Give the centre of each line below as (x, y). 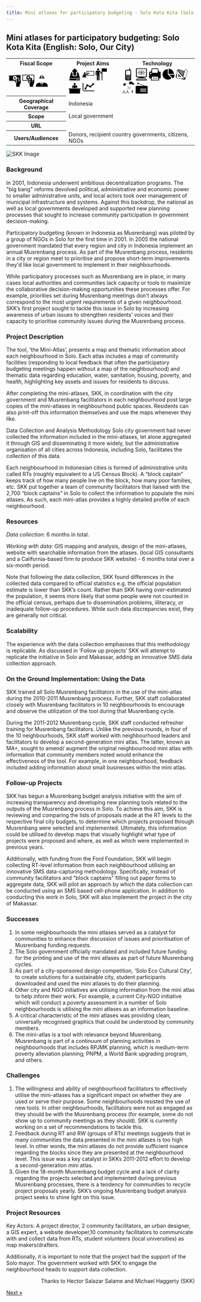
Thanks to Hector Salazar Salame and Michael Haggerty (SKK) (118, 1281)
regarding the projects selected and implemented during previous (96, 1178)
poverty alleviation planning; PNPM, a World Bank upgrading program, (101, 1053)
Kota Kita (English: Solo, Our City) (70, 47)
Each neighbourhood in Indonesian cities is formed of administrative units (97, 468)
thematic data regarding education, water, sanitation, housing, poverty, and (99, 375)
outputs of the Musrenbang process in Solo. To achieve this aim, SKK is (94, 809)
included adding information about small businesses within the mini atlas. (96, 767)
